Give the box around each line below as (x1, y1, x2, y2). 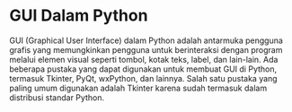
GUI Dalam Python (9, 5, 148, 26)
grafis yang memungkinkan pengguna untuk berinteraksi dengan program (9, 44, 283, 55)
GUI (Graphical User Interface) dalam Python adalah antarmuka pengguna (9, 35, 283, 46)
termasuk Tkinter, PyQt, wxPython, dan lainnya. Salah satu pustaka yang (9, 73, 278, 83)
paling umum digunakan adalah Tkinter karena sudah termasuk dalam (9, 82, 268, 93)
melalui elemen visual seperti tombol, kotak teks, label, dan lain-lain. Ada (9, 54, 279, 65)
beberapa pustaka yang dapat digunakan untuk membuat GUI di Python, (9, 64, 278, 74)
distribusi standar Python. (9, 91, 105, 103)
